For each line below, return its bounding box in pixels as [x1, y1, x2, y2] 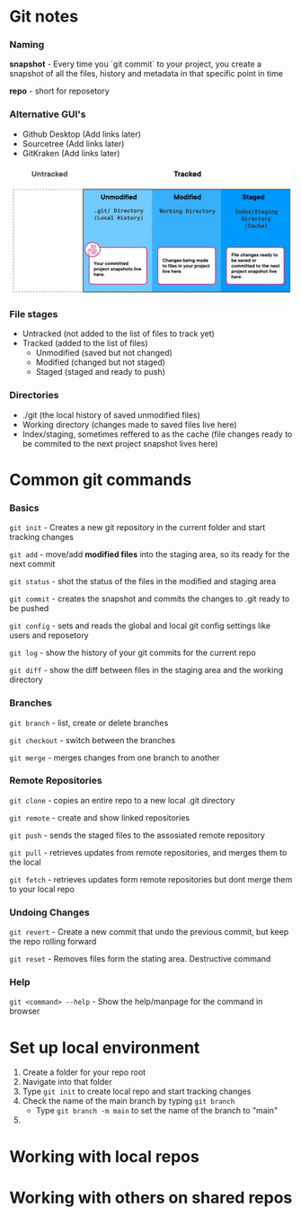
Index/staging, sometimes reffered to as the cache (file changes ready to [22, 429, 293, 439]
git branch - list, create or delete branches [9, 717, 169, 728]
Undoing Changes [9, 906, 90, 919]
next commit [9, 559, 56, 570]
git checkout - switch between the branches [9, 734, 176, 745]
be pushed [9, 603, 49, 614]
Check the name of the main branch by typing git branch [22, 1096, 235, 1106]
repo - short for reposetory [9, 85, 110, 96]
